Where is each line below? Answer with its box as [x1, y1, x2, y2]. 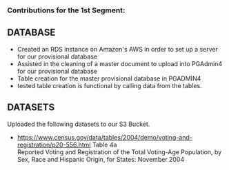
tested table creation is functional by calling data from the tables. [17, 81, 202, 89]
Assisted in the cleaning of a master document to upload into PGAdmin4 [17, 59, 223, 67]
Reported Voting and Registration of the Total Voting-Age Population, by [17, 147, 222, 156]
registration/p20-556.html [17, 140, 91, 149]
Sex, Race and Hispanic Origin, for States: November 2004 [17, 155, 185, 163]
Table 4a [92, 140, 117, 149]
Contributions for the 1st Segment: [7, 6, 126, 15]
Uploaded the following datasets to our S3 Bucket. [7, 120, 150, 128]
